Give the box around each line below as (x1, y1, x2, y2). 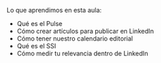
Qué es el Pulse (16, 20, 63, 27)
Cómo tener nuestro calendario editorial (16, 34, 133, 43)
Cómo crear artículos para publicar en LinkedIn (16, 27, 155, 35)
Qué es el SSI (16, 42, 56, 50)
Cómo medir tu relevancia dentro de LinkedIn (16, 49, 149, 57)
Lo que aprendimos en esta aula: (6, 6, 102, 14)
